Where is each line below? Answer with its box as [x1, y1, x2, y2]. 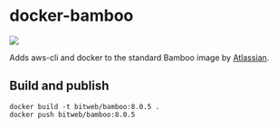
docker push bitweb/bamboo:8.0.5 [9, 110, 136, 119]
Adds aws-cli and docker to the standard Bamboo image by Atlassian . [9, 51, 270, 63]
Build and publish [9, 78, 110, 94]
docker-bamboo [9, 5, 134, 26]
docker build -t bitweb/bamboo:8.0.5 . [9, 102, 160, 111]
